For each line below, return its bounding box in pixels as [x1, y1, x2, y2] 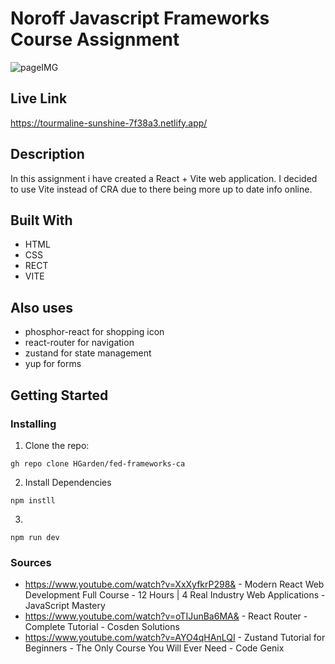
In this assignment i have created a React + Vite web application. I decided [10, 172, 318, 184]
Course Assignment [10, 28, 180, 51]
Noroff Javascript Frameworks [10, 7, 270, 30]
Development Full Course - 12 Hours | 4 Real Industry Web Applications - [24, 589, 326, 601]
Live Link [10, 90, 68, 107]
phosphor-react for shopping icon [24, 326, 165, 338]
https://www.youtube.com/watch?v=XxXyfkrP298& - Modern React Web [24, 578, 325, 591]
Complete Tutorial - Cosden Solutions [24, 621, 180, 633]
